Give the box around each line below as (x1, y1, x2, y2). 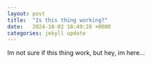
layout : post (7, 10, 46, 17)
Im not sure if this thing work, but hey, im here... (7, 49, 145, 57)
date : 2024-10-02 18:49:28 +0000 (7, 23, 111, 30)
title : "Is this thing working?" (7, 17, 109, 24)
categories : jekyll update (7, 29, 86, 37)
